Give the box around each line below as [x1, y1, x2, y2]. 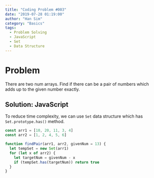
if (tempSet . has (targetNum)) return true [14, 160, 99, 165]
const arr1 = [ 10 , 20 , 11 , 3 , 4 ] [5, 128, 73, 133]
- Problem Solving [9, 30, 47, 35]
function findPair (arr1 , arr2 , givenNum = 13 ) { [5, 142, 106, 147]
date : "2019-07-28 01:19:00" [5, 12, 65, 17]
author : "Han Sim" [5, 16, 43, 21]
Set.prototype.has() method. [5, 119, 65, 125]
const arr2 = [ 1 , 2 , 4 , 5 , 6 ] [5, 133, 67, 138]
